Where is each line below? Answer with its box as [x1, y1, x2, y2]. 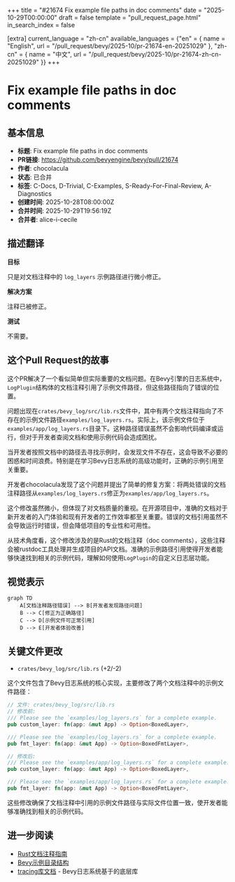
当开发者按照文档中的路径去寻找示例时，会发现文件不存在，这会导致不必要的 [7, 448, 228, 456]
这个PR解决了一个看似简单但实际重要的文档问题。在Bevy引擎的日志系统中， [7, 374, 226, 383]
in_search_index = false [7, 21, 76, 29]
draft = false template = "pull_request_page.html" [58, 13, 201, 22]
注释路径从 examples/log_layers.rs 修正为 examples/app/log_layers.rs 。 [7, 489, 213, 497]
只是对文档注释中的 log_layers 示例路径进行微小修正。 [7, 272, 165, 280]
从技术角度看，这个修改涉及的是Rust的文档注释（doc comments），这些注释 [7, 536, 226, 544]
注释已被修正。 [7, 302, 50, 311]
